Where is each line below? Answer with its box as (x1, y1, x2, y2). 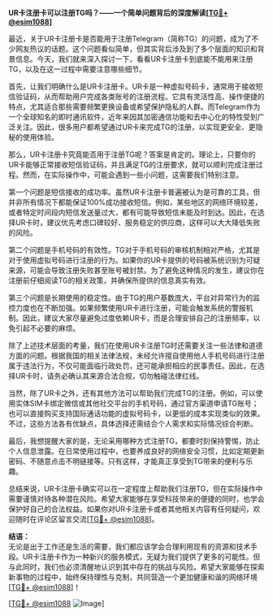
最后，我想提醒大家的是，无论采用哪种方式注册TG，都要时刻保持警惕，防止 (8, 436, 261, 445)
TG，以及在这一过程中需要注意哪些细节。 (8, 64, 147, 74)
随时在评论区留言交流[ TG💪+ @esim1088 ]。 (15, 514, 159, 523)
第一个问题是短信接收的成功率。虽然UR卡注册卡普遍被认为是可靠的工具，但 (8, 187, 261, 197)
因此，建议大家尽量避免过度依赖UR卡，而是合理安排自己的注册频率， (22, 313, 253, 323)
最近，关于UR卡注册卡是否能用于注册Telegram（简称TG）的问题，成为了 (8, 34, 252, 43)
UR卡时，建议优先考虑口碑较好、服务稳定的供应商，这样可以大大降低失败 (15, 218, 261, 227)
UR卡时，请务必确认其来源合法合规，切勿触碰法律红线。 (15, 371, 204, 380)
